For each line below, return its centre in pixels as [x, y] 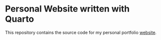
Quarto [20, 19]
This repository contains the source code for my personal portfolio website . [81, 32]
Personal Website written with [68, 9]
